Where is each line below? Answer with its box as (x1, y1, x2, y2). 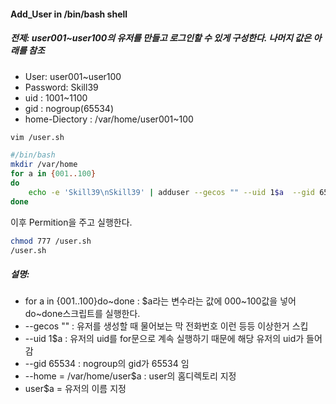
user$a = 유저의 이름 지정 (24, 383, 127, 395)
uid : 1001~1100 (24, 91, 88, 104)
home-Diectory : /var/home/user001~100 (24, 113, 194, 125)
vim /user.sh (10, 132, 65, 142)
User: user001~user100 (24, 70, 122, 82)
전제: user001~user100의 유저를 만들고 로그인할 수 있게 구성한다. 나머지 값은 (10, 32, 312, 44)
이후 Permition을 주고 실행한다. (10, 216, 133, 228)
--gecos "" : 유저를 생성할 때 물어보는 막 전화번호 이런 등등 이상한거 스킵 (24, 320, 309, 332)
